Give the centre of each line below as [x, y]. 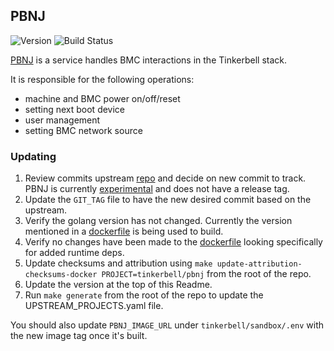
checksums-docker [61, 275]
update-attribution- [259, 264]
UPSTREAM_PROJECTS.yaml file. [94, 306]
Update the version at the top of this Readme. [118, 285]
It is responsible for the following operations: [102, 79]
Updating [33, 156]
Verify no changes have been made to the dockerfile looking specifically [173, 242]
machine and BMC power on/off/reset [102, 98]
